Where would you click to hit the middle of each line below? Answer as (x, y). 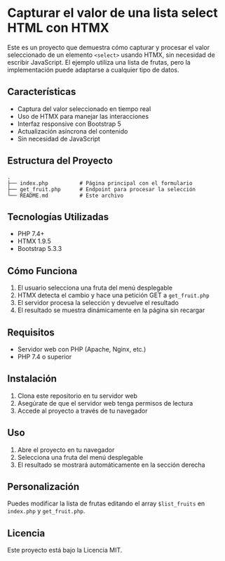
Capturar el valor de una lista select (113, 13)
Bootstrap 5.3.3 (40, 249)
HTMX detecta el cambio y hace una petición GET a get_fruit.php (114, 295)
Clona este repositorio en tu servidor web (77, 396)
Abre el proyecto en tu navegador (66, 450)
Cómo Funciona (42, 271)
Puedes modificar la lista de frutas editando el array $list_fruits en (106, 503)
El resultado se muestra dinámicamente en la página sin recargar (111, 310)
